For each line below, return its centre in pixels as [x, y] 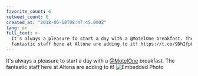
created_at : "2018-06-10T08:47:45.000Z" [57, 22]
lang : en [17, 28]
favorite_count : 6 [29, 11]
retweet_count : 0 [27, 17]
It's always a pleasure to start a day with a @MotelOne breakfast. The [90, 61]
